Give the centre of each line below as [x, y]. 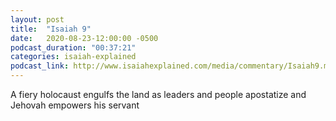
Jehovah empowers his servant [75, 105]
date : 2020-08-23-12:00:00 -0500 [84, 38]
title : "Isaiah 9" [51, 29]
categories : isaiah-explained [73, 57]
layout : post [37, 19]
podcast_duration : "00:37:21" [73, 47]
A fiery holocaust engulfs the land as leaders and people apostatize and [158, 94]
